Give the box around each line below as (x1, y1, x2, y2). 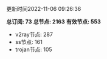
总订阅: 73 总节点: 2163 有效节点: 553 (6, 18, 102, 25)
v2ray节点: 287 (15, 31, 53, 38)
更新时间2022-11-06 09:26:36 (6, 5, 81, 12)
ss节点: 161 (15, 39, 43, 45)
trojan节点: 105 (15, 46, 53, 53)
